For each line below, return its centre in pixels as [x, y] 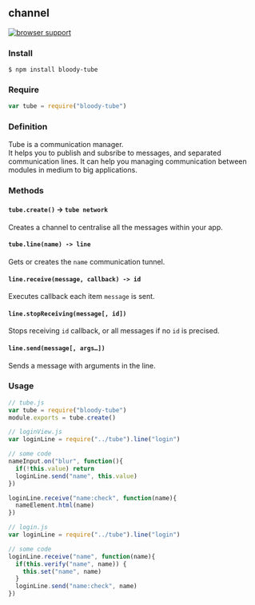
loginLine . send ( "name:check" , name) [76, 587]
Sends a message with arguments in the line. [82, 365]
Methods [26, 190]
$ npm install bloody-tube [53, 70]
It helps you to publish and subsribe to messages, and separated [115, 153]
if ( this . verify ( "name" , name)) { [71, 564]
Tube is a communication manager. [66, 144]
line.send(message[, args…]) [57, 348]
